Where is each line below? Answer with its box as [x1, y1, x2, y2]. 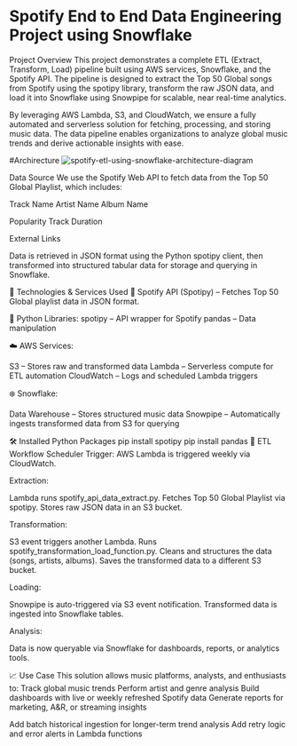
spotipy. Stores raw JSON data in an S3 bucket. [9, 502, 183, 512]
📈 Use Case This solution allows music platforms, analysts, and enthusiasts [9, 670, 286, 680]
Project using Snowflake [9, 25, 192, 45]
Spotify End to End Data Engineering [9, 6, 282, 27]
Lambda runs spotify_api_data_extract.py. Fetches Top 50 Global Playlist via [9, 492, 285, 503]
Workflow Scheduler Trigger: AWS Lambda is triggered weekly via [9, 448, 251, 459]
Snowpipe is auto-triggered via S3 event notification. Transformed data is [9, 599, 277, 609]
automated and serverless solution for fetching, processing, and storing [9, 118, 271, 130]
